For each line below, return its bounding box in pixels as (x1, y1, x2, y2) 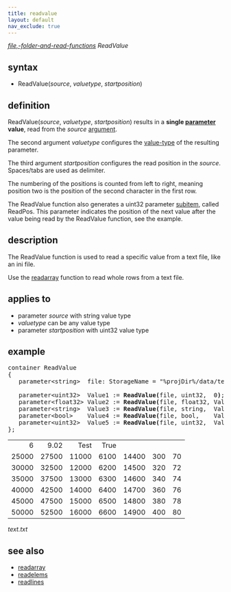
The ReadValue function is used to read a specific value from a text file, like (8, 252, 221, 261)
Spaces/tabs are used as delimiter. (8, 166, 106, 174)
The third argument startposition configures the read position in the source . (8, 159, 221, 167)
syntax (8, 61, 38, 73)
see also (8, 545, 45, 556)
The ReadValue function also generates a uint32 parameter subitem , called (8, 200, 219, 208)
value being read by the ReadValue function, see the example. (8, 215, 183, 223)
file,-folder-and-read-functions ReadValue (8, 42, 129, 50)
